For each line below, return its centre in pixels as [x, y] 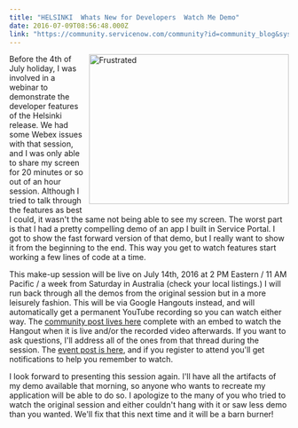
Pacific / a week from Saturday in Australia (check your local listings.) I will [145, 284]
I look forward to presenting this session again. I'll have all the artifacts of [143, 376]
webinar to [29, 87]
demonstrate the [39, 97]
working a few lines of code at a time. [78, 258]
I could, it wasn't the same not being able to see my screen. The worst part [146, 219]
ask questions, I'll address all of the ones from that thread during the [134, 341]
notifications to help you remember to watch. [91, 360]
